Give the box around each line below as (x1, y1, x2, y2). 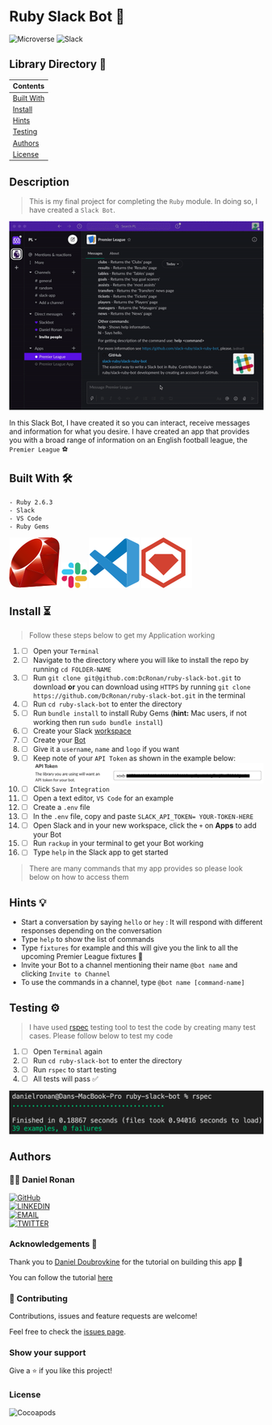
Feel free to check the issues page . (9, 1327, 126, 1337)
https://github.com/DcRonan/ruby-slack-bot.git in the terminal (32, 690, 245, 700)
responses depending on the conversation (20, 926, 162, 935)
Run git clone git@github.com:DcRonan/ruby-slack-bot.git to (32, 672, 241, 682)
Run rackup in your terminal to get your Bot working (32, 838, 204, 848)
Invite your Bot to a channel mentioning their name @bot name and (20, 961, 238, 970)
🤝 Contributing (9, 1292, 68, 1304)
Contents (12, 81, 45, 91)
